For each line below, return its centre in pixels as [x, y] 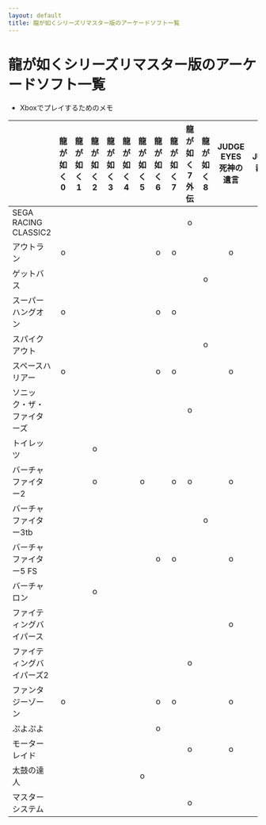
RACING [27, 223]
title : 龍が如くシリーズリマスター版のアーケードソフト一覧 [94, 23]
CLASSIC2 [32, 232]
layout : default [35, 15]
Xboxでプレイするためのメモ [66, 108]
